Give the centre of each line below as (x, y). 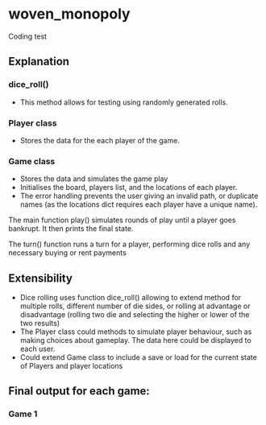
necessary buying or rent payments (67, 253)
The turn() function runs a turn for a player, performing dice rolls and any (129, 244)
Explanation (39, 62)
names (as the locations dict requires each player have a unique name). (139, 204)
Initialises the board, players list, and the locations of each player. (129, 188)
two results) (40, 324)
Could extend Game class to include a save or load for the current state (139, 357)
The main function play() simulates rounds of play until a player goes (122, 220)
